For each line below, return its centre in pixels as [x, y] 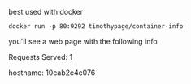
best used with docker [46, 12]
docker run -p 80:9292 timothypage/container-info [96, 27]
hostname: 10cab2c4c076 [52, 73]
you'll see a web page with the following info [83, 41]
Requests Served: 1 [41, 57]
